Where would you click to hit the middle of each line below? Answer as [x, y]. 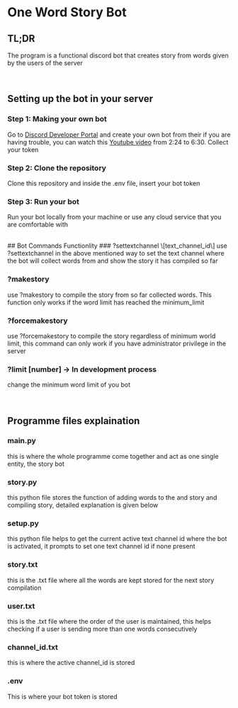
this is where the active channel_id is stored [71, 663]
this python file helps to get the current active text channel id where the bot [117, 539]
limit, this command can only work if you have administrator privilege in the [117, 343]
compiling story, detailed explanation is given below [83, 505]
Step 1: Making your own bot [57, 119]
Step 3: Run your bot [44, 201]
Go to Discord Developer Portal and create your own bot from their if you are [119, 135]
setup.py [23, 523]
